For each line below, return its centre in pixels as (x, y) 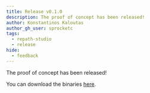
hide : (13, 50)
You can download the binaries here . (51, 84)
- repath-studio (32, 39)
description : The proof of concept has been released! (76, 17)
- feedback (25, 56)
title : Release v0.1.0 (34, 12)
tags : (13, 34)
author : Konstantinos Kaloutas (45, 23)
